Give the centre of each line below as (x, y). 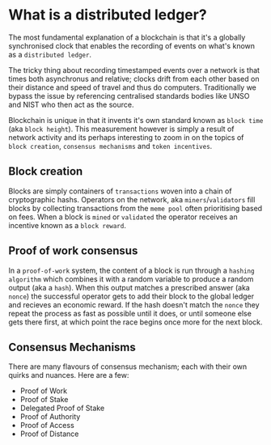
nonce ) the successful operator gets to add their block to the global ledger (131, 296)
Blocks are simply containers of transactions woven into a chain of (120, 191)
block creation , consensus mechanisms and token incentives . (110, 146)
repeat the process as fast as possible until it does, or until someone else (130, 313)
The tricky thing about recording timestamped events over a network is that (134, 70)
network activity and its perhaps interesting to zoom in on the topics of (126, 137)
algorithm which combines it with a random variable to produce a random (131, 279)
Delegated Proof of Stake (62, 408)
